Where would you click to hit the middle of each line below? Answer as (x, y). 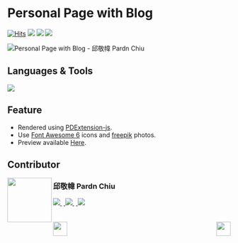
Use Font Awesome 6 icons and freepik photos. (87, 135)
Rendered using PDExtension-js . (65, 127)
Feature (25, 110)
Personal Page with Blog (80, 13)
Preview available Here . (52, 142)
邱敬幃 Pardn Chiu (84, 186)
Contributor (34, 164)
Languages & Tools (50, 71)
